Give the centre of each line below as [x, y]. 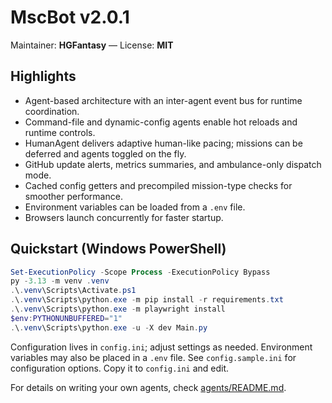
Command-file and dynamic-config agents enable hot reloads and [161, 122]
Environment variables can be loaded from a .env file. [135, 207]
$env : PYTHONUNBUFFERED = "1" [66, 318]
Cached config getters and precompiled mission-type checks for [158, 185]
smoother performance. [73, 196]
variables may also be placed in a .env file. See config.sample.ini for [153, 357]
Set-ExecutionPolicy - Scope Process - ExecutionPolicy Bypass [140, 272]
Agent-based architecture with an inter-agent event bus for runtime [163, 100]
